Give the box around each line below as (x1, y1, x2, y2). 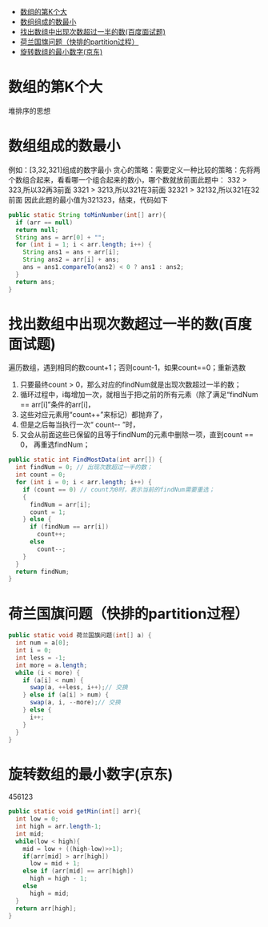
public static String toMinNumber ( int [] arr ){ (8, 211, 166, 219)
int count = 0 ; (15, 471, 66, 479)
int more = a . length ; (15, 661, 88, 669)
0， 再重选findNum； (19, 439, 90, 450)
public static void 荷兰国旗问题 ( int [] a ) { (8, 632, 152, 640)
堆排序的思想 (8, 106, 50, 115)
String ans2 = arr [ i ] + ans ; (22, 255, 120, 264)
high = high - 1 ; (29, 875, 88, 883)
